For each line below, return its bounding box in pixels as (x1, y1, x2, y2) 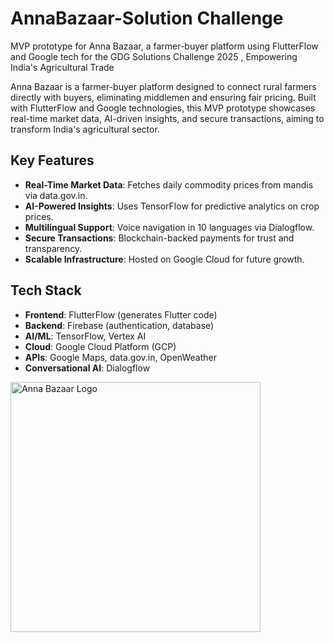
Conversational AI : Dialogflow (24, 362, 151, 374)
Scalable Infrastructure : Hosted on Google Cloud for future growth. (24, 253, 305, 265)
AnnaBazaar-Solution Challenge (10, 7, 284, 30)
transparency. (24, 242, 83, 254)
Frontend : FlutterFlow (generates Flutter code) (24, 308, 218, 321)
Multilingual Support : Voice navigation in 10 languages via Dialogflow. (24, 221, 315, 233)
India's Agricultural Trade (10, 61, 115, 73)
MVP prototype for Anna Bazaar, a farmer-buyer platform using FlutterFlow (10, 40, 319, 52)
